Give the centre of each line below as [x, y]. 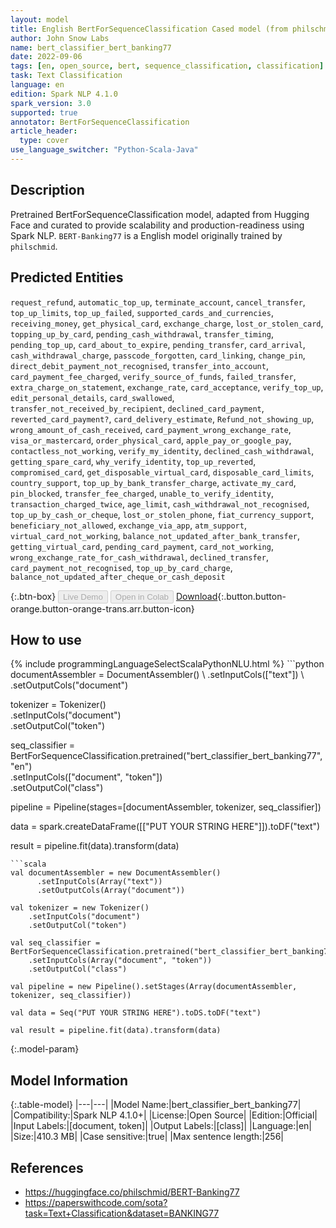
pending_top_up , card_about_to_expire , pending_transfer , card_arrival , [158, 344]
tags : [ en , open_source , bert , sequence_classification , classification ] [167, 66]
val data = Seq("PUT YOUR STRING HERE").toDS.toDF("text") [136, 1013]
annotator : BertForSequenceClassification [100, 122]
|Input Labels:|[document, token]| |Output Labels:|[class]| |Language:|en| [161, 1126]
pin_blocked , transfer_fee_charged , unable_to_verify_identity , [142, 493]
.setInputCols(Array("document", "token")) [120, 961]
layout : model [40, 19]
